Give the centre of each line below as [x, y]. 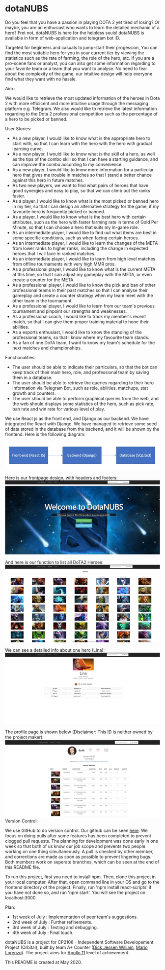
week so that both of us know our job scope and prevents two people [75, 846]
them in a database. [32, 377]
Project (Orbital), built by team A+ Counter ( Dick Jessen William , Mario [77, 947]
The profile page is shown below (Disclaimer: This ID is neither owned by [79, 732]
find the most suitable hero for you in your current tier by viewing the [75, 53]
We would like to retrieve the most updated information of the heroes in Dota [82, 98]
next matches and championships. [47, 348]
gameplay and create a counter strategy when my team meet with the [82, 295]
